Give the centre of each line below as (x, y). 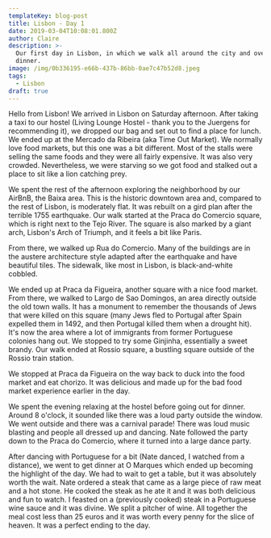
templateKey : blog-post (48, 16)
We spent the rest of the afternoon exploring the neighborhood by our (124, 190)
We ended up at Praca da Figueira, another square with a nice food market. (133, 290)
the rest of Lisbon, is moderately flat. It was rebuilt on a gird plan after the (130, 207)
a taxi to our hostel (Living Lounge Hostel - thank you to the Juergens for (129, 123)
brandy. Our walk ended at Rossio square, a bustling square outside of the (131, 350)
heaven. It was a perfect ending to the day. (79, 525)
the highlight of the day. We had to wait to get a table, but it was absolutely (132, 474)
